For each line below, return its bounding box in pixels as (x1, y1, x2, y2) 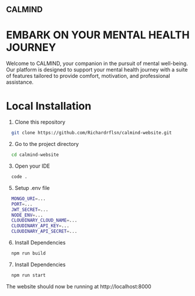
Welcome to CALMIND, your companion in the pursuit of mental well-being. (6, 60, 188, 67)
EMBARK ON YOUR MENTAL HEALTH (6, 28, 190, 42)
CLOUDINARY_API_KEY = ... (11, 223, 69, 229)
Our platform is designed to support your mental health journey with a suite (6, 66, 188, 73)
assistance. (6, 79, 34, 86)
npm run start (11, 272, 46, 278)
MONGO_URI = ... (11, 196, 46, 202)
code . (11, 174, 28, 180)
